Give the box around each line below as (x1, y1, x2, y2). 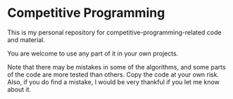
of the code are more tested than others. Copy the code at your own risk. (7, 70, 220, 79)
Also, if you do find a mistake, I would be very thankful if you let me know (7, 77, 220, 86)
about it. (7, 85, 32, 93)
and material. (7, 35, 46, 44)
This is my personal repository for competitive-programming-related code (7, 28, 222, 37)
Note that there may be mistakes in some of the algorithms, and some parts (7, 62, 227, 71)
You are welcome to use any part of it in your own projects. (7, 49, 179, 58)
